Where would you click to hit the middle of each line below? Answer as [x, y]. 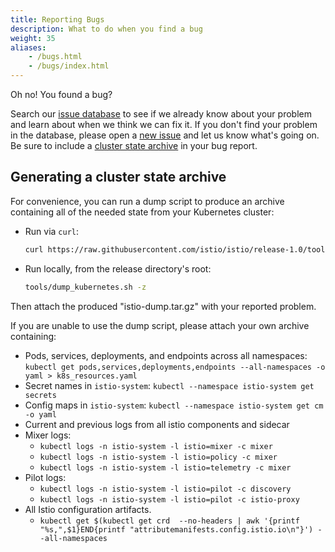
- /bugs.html [55, 57]
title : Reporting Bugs [57, 19]
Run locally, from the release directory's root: [118, 268]
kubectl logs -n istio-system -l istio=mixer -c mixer [156, 446]
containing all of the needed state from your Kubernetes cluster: [142, 212]
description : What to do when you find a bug [106, 29]
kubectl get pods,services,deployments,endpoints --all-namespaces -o [175, 367]
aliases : [28, 47]
